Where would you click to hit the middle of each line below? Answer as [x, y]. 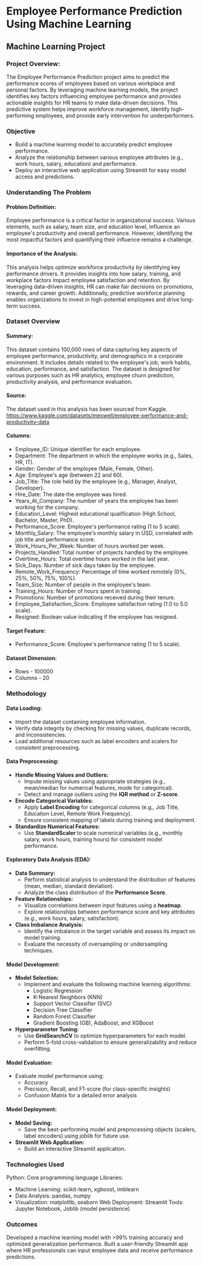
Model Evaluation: [30, 1062]
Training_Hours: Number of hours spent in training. [78, 591]
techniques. [39, 950]
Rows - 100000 [34, 672]
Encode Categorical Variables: [54, 800]
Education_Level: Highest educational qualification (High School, [95, 514]
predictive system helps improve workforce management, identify [88, 109]
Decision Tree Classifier [63, 1010]
